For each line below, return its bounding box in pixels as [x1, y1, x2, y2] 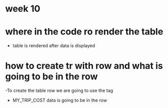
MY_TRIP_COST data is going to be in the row [12, 97, 107, 103]
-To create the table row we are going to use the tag [5, 87, 114, 93]
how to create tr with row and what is [5, 60, 163, 72]
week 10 [5, 3, 40, 15]
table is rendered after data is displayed [12, 43, 95, 49]
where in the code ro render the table [5, 26, 163, 38]
